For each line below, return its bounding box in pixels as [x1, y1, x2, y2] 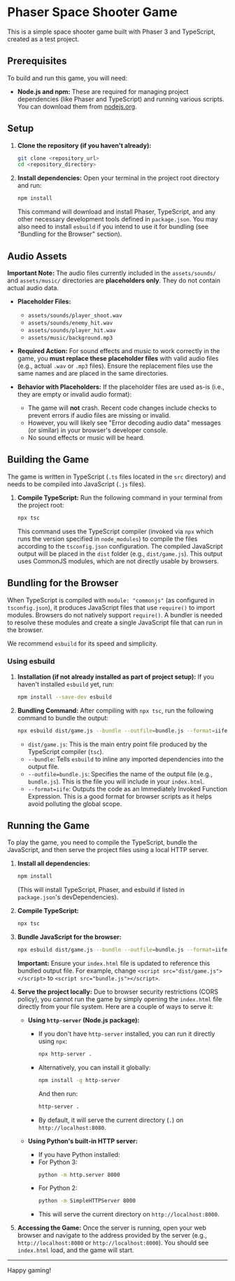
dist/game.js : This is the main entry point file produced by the [27, 740, 208, 748]
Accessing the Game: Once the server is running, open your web [17, 1224, 206, 1232]
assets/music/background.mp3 [27, 334, 113, 341]
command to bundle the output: [17, 713, 108, 722]
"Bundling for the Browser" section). [17, 230, 122, 238]
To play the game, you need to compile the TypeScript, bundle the [7, 838, 198, 847]
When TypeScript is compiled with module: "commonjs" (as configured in [7, 596, 215, 604]
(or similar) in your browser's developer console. [27, 426, 168, 434]
